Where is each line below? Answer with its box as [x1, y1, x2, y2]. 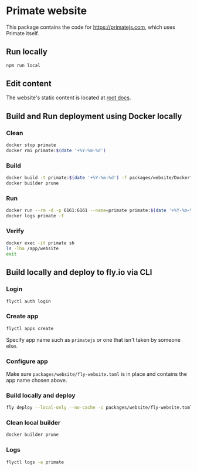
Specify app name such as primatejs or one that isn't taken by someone [6, 336, 181, 343]
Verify [6, 227, 25, 235]
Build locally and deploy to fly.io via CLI [6, 267, 152, 277]
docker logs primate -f [6, 213, 64, 219]
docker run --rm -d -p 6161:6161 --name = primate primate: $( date [6, 207, 167, 214]
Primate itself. [6, 29, 39, 36]
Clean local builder [6, 419, 61, 427]
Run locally [6, 47, 48, 57]
